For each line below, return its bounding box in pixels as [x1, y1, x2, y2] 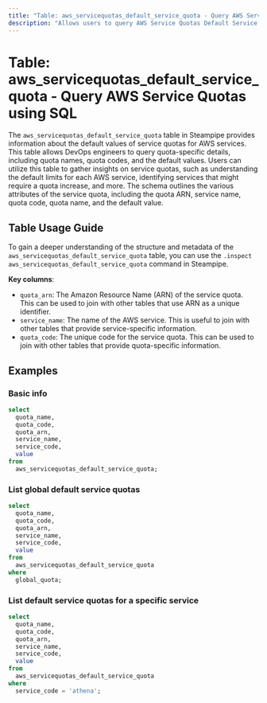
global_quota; [15, 576, 62, 584]
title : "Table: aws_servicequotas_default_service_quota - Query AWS [8, 11, 244, 20]
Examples [8, 364, 58, 377]
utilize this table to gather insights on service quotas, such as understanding [8, 164, 258, 174]
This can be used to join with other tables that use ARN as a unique [19, 299, 240, 308]
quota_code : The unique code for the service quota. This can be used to [19, 332, 254, 342]
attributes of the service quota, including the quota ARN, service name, [8, 189, 242, 199]
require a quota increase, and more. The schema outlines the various [8, 181, 234, 191]
